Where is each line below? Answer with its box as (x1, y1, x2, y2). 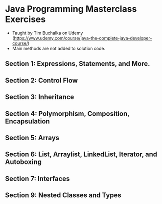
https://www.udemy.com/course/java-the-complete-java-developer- (14, 35, 152, 41)
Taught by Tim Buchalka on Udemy (12, 30, 83, 36)
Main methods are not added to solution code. (12, 45, 106, 51)
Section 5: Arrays (5, 133, 60, 142)
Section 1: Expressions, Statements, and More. (5, 60, 150, 68)
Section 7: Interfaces (5, 174, 70, 183)
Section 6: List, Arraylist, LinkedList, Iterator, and (5, 150, 158, 159)
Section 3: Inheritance (5, 93, 74, 101)
